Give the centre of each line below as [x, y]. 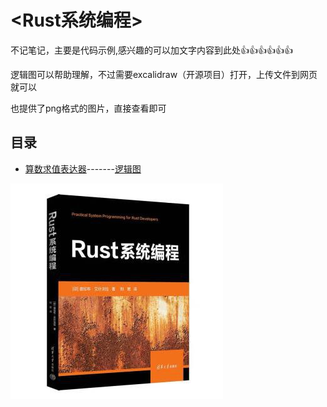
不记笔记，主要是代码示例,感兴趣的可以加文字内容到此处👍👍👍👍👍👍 [152, 50]
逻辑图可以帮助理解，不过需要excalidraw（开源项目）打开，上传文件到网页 [164, 74]
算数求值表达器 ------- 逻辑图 [83, 168]
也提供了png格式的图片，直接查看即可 [88, 108]
